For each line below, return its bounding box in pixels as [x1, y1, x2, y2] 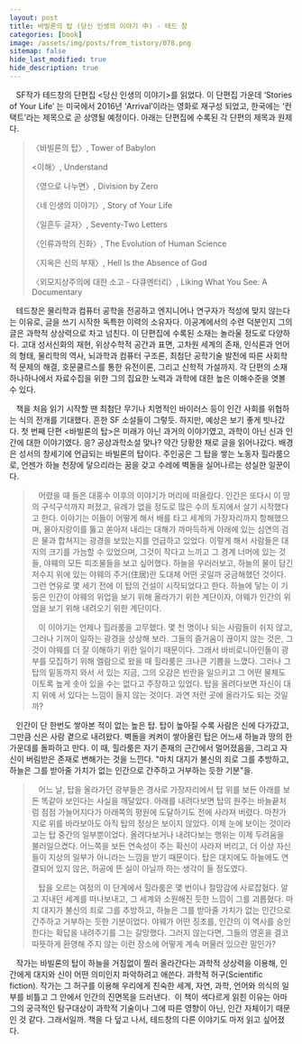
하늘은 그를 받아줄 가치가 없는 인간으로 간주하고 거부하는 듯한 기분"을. [9, 765, 254, 775]
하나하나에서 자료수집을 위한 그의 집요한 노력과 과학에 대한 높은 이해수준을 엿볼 [9, 372, 287, 383]
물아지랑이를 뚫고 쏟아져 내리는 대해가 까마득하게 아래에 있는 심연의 [43, 524, 279, 535]
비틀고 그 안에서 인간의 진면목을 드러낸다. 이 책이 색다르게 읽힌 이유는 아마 [25, 991, 288, 1002]
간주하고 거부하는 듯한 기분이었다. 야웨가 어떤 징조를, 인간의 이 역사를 [31, 916, 275, 927]
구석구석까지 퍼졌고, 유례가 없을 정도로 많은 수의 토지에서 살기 [41, 501, 258, 512]
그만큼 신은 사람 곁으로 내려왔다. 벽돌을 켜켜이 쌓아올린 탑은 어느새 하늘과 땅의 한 [9, 731, 293, 742]
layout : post [9, 13, 59, 23]
